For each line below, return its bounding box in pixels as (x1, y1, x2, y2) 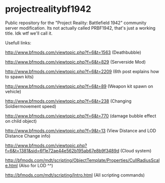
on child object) (5, 118, 37, 124)
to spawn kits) (5, 73, 34, 79)
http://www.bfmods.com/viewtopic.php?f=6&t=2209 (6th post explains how (5, 68, 159, 74)
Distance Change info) (5, 133, 51, 139)
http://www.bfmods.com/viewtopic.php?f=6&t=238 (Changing (5, 98, 132, 104)
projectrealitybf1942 (5, 3, 92, 15)
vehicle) (5, 88, 21, 94)
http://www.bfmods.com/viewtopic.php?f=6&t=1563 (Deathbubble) (5, 49, 141, 55)
